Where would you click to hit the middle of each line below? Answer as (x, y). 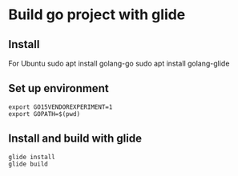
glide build (28, 164)
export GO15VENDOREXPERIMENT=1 (61, 107)
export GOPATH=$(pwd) (44, 114)
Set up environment (59, 88)
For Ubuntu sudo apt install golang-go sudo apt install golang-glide (119, 63)
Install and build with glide (75, 139)
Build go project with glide (97, 15)
